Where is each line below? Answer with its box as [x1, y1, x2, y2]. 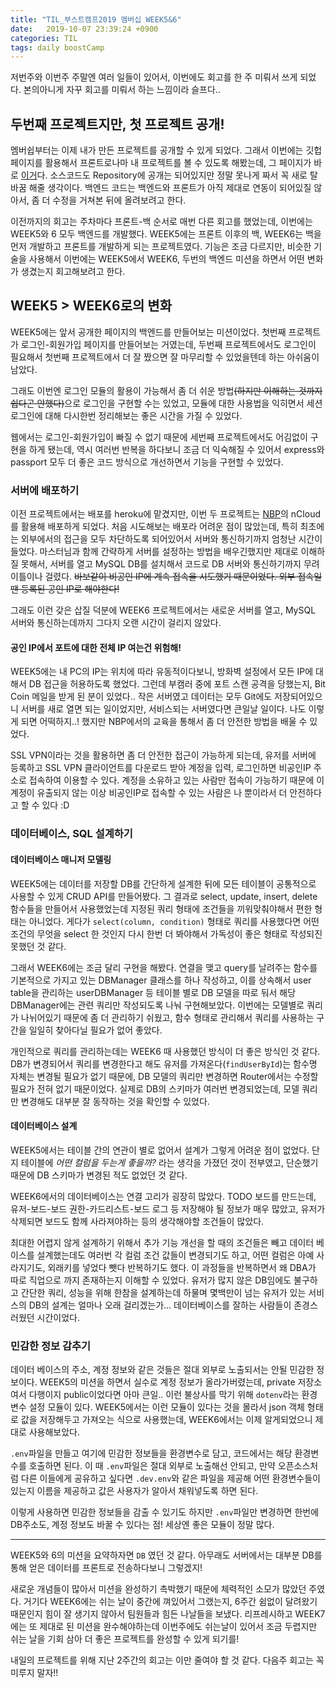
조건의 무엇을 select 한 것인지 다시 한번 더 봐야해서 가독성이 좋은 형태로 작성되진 [10, 927, 323, 940]
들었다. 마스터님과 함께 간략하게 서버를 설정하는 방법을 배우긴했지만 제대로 [10, 546, 299, 558]
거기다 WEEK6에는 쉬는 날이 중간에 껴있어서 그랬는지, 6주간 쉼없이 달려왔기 [23, 1596, 318, 1607]
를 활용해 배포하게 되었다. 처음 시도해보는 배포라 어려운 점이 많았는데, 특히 [10, 521, 298, 533]
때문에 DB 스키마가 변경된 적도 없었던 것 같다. [10, 1169, 188, 1181]
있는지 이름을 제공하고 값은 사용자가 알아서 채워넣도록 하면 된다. [10, 1485, 259, 1496]
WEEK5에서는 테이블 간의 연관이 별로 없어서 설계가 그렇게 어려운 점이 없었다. [10, 1144, 310, 1156]
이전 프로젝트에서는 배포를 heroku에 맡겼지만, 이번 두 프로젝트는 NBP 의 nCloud [10, 508, 321, 520]
